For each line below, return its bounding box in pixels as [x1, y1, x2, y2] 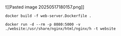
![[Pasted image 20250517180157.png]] [5, 4, 84, 10]
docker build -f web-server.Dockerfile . [5, 14, 92, 18]
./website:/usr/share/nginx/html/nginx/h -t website [5, 26, 116, 31]
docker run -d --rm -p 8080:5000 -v [5, 22, 81, 27]
